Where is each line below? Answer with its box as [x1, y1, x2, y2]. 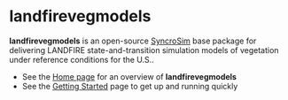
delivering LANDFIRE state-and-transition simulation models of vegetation [9, 44, 279, 55]
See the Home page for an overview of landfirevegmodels [21, 71, 237, 81]
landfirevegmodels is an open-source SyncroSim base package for [9, 35, 257, 46]
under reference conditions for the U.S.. [9, 54, 155, 65]
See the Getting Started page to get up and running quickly [21, 81, 238, 91]
